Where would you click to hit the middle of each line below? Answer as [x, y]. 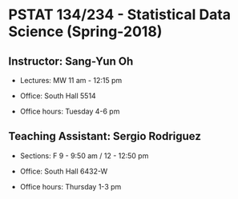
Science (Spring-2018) [85, 32]
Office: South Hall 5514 [58, 96]
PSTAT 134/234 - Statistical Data [119, 15]
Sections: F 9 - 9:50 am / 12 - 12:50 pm [84, 155]
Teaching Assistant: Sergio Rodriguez [105, 136]
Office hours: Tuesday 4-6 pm [70, 111]
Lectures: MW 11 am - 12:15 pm [71, 80]
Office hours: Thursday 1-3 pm [71, 186]
